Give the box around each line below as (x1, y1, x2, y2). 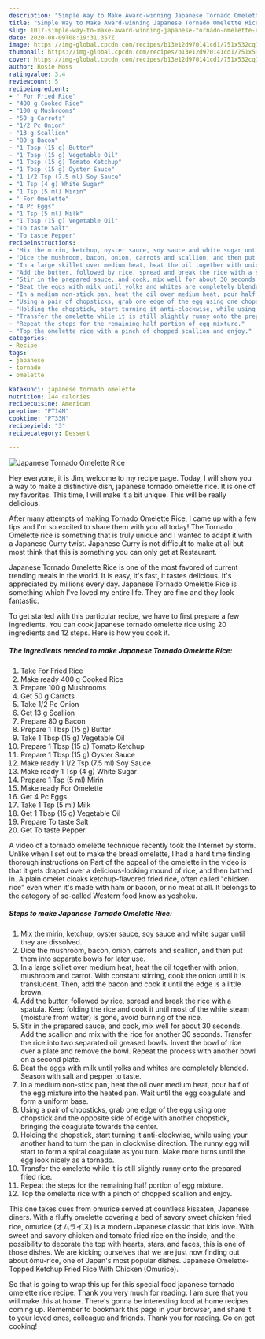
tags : (9, 349, 27, 357)
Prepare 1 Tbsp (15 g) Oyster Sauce (20, 750, 136, 759)
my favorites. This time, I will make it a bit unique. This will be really (9, 490, 226, 499)
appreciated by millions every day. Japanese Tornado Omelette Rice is (9, 579, 237, 589)
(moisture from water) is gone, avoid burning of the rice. (20, 1012, 203, 1022)
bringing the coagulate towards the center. (20, 1121, 159, 1131)
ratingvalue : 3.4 (9, 70, 66, 78)
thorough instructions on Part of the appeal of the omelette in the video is (9, 857, 247, 866)
